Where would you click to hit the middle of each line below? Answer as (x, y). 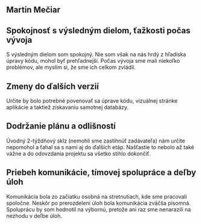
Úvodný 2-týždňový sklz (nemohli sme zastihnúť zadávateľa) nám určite (96, 141)
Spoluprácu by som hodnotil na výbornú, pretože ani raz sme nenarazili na (99, 209)
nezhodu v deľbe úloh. (34, 216)
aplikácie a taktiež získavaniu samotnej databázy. (68, 107)
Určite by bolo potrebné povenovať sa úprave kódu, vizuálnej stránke (92, 101)
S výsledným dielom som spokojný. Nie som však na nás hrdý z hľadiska (96, 54)
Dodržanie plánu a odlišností (61, 126)
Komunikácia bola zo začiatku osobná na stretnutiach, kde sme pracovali (96, 196)
